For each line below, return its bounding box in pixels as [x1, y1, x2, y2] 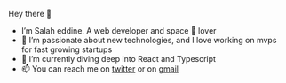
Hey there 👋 [8, 9, 52, 19]
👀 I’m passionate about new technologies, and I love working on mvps [20, 35, 277, 45]
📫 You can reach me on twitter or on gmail [20, 64, 179, 74]
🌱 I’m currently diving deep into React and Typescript [20, 54, 217, 64]
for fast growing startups [20, 44, 113, 55]
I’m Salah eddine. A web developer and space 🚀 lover [20, 26, 217, 35]
